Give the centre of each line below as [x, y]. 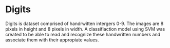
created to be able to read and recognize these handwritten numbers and [83, 34]
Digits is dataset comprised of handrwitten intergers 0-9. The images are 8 [84, 23]
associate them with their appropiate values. [52, 40]
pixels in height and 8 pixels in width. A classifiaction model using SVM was [85, 29]
